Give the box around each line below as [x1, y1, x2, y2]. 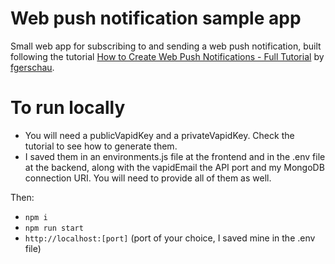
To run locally [10, 97, 126, 119]
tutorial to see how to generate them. [24, 140, 178, 152]
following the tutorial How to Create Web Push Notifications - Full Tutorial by [10, 50, 325, 62]
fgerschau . [10, 61, 55, 73]
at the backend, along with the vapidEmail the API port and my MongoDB [24, 161, 325, 173]
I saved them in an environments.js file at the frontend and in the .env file [24, 150, 326, 162]
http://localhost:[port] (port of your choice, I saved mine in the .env [24, 232, 316, 244]
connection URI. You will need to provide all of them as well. [24, 172, 272, 184]
